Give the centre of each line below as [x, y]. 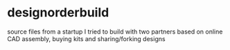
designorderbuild [58, 13]
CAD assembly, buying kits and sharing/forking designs [86, 38]
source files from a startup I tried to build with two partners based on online [115, 32]
